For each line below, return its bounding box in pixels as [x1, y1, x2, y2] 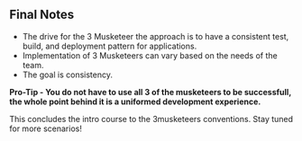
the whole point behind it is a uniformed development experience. [9, 96, 261, 107]
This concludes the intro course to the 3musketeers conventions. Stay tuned [9, 113, 294, 124]
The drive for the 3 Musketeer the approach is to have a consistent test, [22, 31, 289, 41]
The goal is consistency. [22, 69, 113, 80]
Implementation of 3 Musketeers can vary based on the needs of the [22, 49, 278, 61]
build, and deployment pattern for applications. [22, 40, 197, 51]
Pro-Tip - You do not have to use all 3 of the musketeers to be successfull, [9, 86, 291, 97]
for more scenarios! [9, 123, 83, 134]
